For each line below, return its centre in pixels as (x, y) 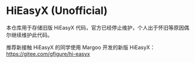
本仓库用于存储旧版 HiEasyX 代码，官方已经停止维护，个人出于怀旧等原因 (95, 27)
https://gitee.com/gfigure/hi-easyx (48, 54)
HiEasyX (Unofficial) (57, 11)
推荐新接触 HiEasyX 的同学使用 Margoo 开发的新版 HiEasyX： (81, 47)
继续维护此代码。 (32, 35)
